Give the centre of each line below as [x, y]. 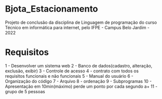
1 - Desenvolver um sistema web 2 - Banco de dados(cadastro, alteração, [79, 66]
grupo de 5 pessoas [25, 91]
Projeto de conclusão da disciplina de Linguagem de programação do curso [81, 22]
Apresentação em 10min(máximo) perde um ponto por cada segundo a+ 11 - [81, 86]
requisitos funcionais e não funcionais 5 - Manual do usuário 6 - [69, 76]
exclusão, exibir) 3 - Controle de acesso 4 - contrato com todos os [72, 71]
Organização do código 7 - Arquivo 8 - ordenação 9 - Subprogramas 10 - [78, 81]
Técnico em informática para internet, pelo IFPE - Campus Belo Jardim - [77, 27]
